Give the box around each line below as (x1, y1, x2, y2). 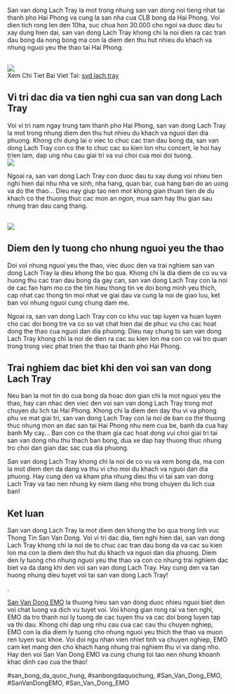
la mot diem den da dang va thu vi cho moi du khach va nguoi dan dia (7, 465, 208, 473)
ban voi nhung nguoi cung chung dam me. (7, 298, 130, 307)
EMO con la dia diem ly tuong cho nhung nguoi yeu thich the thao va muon (7, 628, 223, 636)
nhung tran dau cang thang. (7, 201, 88, 210)
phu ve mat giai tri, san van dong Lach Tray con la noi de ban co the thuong (7, 414, 226, 422)
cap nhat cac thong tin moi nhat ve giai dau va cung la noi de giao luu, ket (7, 291, 220, 299)
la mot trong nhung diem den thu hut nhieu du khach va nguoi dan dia (7, 128, 209, 137)
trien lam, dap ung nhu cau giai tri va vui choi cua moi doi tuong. (7, 151, 193, 159)
